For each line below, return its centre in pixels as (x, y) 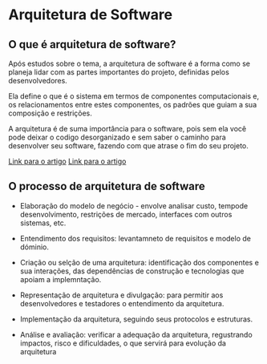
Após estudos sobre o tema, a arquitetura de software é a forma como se (129, 63)
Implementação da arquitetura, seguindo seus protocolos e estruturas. (136, 319)
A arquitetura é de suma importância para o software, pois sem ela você (127, 129)
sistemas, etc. (43, 223)
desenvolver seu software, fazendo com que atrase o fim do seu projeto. (128, 146)
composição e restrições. (50, 113)
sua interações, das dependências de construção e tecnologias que (132, 271)
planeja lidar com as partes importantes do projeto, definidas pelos (119, 72)
